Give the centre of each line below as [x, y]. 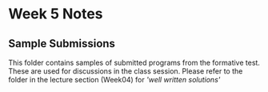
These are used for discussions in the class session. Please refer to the [126, 71]
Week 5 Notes [56, 14]
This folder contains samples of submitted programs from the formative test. [134, 62]
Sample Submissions [62, 44]
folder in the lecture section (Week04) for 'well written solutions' [114, 80]
